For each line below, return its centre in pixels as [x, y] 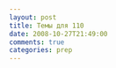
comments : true [37, 42]
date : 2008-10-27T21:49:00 [58, 34]
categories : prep [41, 50]
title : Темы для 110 [47, 26]
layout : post [33, 17]
